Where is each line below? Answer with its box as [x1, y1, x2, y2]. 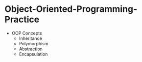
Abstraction [19, 46, 43, 52]
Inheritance [19, 35, 42, 41]
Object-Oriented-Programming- [4, 3, 138, 15]
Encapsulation [19, 51, 48, 57]
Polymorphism [19, 40, 48, 46]
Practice [4, 14, 40, 25]
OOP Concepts [11, 30, 42, 36]
